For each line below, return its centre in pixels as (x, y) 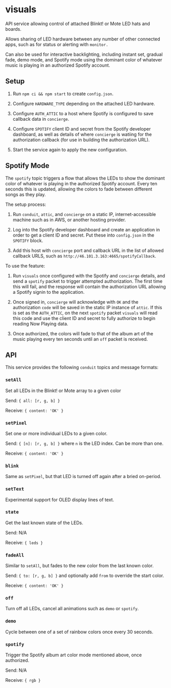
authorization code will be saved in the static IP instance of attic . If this (87, 307)
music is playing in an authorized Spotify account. (58, 65)
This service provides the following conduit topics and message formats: (82, 368)
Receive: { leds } (24, 542)
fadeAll (15, 555)
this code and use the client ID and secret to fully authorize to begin (84, 318)
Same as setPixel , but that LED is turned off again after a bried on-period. (83, 477)
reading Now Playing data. (40, 324)
